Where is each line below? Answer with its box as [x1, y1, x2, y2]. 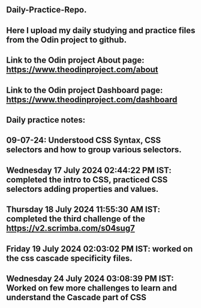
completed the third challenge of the [6, 214, 145, 224]
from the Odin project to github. [6, 34, 127, 45]
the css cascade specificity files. [6, 253, 133, 263]
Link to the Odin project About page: [6, 55, 145, 66]
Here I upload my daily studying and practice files [6, 25, 196, 35]
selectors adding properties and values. [6, 183, 159, 194]
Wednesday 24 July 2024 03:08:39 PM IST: [6, 273, 174, 283]
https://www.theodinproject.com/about [6, 64, 158, 75]
